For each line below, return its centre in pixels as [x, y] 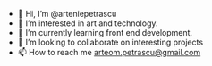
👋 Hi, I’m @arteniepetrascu [67, 14]
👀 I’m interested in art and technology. [88, 23]
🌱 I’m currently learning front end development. [105, 33]
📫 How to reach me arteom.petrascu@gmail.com [109, 52]
